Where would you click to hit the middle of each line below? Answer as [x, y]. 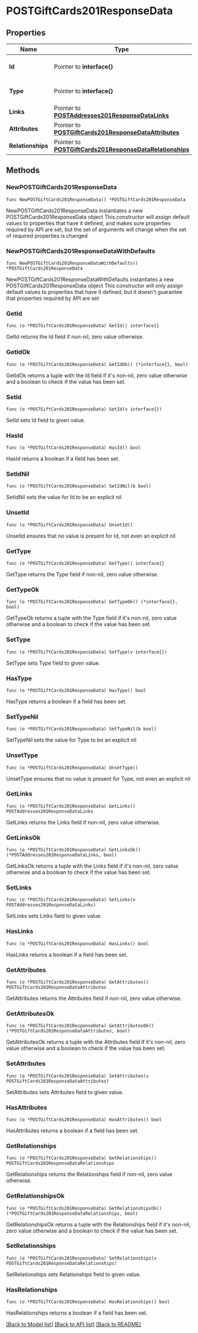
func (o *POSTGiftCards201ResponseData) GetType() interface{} [85, 564]
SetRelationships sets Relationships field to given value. [74, 1274]
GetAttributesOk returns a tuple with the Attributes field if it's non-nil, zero [96, 1042]
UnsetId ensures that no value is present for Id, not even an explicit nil [91, 536]
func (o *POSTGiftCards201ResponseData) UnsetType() [72, 768]
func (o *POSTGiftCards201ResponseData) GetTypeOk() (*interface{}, [92, 602]
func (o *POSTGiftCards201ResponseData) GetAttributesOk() [80, 1026]
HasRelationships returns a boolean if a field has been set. [77, 1313]
